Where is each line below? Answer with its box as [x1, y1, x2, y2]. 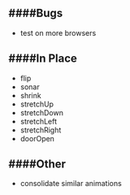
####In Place [8, 52, 77, 66]
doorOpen [19, 133, 55, 143]
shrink [19, 90, 42, 100]
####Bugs [8, 6, 63, 20]
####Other [8, 158, 67, 171]
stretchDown [19, 107, 63, 117]
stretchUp [19, 99, 54, 109]
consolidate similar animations [19, 179, 122, 188]
